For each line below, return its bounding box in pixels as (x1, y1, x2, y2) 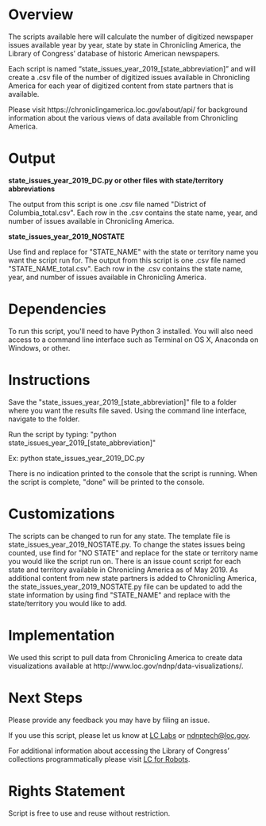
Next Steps (8, 689, 83, 707)
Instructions (8, 371, 91, 389)
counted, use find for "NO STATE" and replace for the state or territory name (8, 547, 259, 557)
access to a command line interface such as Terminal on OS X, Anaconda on (8, 335, 259, 344)
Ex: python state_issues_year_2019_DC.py (8, 453, 145, 463)
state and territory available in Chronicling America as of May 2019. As (8, 565, 238, 574)
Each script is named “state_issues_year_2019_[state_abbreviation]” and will (8, 63, 256, 73)
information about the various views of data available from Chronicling (8, 113, 238, 122)
